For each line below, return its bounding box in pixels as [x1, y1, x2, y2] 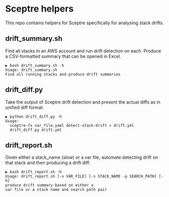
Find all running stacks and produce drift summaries [5, 72, 121, 77]
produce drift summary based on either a [5, 183, 94, 188]
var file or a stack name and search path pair [5, 187, 107, 192]
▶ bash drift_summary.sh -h [5, 63, 65, 68]
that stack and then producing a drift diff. [5, 160, 91, 166]
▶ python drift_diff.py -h [5, 114, 62, 119]
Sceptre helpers [5, 3, 74, 15]
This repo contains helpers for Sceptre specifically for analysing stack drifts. [5, 20, 164, 26]
